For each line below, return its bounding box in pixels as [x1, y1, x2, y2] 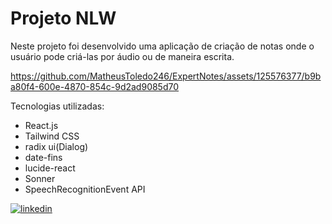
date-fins [24, 151, 63, 163]
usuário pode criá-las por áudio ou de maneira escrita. [10, 50, 235, 62]
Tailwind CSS [24, 130, 80, 142]
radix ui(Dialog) [24, 140, 89, 152]
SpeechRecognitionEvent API [24, 183, 146, 195]
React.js [24, 119, 59, 131]
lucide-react [24, 162, 76, 174]
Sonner [24, 172, 56, 184]
